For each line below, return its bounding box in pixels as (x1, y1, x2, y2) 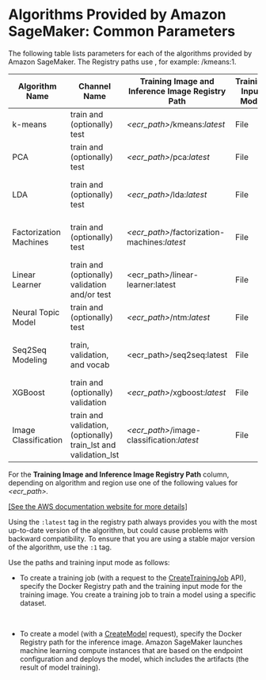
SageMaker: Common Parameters (8, 22, 236, 40)
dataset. (19, 598, 47, 607)
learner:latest (126, 279, 177, 290)
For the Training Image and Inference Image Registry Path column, (8, 469, 230, 479)
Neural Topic (12, 306, 60, 317)
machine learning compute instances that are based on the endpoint (19, 645, 243, 655)
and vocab (70, 359, 110, 370)
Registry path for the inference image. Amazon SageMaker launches (19, 637, 243, 647)
